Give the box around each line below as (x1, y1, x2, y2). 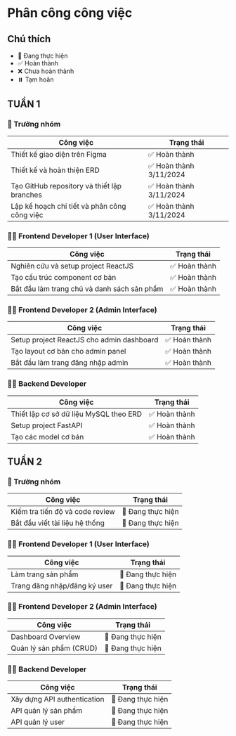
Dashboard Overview (11, 631, 81, 641)
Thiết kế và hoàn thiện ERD (11, 165, 100, 175)
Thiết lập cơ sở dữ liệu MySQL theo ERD (11, 409, 143, 419)
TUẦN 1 (7, 98, 41, 110)
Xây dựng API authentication (11, 695, 105, 704)
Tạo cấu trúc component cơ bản (11, 272, 117, 282)
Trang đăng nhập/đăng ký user (11, 581, 113, 590)
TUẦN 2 (7, 456, 42, 467)
